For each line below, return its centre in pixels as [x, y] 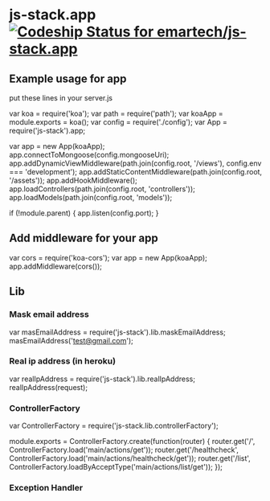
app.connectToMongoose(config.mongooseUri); [89, 155]
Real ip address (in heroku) [62, 361]
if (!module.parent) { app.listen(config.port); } [84, 213]
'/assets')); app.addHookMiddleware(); [73, 180]
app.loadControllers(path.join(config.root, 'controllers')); [102, 189]
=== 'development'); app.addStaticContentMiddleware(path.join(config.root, [136, 172]
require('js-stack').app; [47, 131]
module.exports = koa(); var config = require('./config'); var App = [119, 122]
